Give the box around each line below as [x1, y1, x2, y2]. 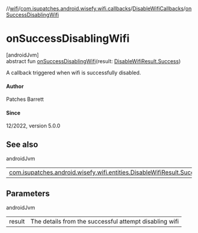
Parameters [6, 188, 50, 198]
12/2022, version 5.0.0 [6, 122, 61, 129]
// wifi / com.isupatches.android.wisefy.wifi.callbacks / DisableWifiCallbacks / [6, 5, 186, 12]
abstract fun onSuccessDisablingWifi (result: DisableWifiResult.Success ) [6, 57, 181, 64]
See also [6, 139, 38, 149]
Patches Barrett [6, 96, 44, 103]
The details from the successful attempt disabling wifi [30, 217, 179, 225]
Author [6, 83, 24, 90]
